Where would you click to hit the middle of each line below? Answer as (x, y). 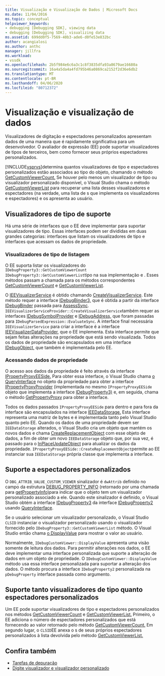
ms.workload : (18, 56)
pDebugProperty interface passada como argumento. (58, 574)
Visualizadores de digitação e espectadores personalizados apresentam (78, 136)
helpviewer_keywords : (27, 23)
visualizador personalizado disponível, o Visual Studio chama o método (77, 183)
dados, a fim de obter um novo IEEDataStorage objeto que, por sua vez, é (79, 438)
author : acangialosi (26, 42)
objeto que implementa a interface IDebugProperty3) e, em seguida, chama (82, 392)
